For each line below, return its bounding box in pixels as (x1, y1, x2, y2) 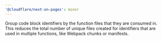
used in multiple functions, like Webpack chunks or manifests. (5, 30, 129, 36)
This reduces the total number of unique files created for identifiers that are (5, 25, 156, 31)
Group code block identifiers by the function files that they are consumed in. (5, 20, 158, 26)
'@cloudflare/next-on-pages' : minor (5, 7, 79, 12)
